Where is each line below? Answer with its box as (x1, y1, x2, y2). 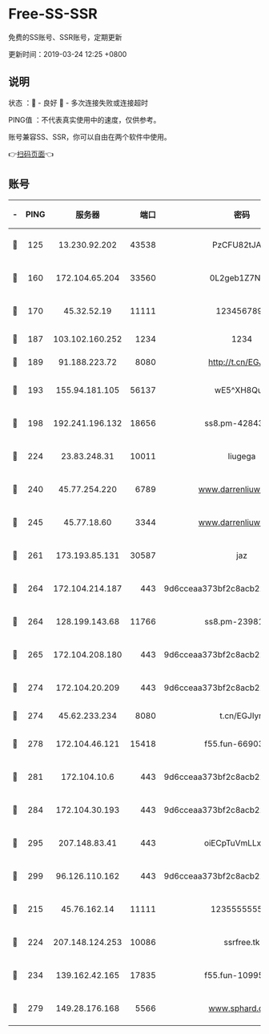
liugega (227, 450, 256, 462)
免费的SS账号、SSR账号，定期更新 (8, 32, 122, 42)
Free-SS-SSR (8, 5, 98, 23)
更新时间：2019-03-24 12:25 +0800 (8, 49, 127, 59)
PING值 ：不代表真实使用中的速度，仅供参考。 (8, 115, 161, 124)
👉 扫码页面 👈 (8, 149, 54, 159)
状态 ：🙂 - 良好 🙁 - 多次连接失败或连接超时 (8, 98, 148, 107)
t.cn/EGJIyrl (219, 710, 264, 721)
